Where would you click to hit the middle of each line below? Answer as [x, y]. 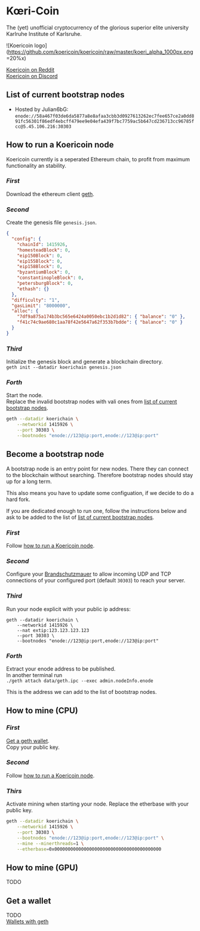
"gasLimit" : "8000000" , [41, 306]
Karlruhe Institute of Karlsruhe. [44, 33]
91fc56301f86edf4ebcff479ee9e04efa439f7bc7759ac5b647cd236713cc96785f [104, 121]
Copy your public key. [33, 747]
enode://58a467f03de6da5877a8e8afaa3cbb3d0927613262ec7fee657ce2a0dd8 [104, 116]
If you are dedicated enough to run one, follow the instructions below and [96, 511]
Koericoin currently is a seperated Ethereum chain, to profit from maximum [98, 159]
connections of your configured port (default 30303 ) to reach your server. [96, 580]
